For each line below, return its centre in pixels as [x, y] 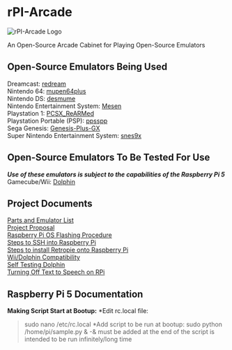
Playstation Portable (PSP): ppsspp [57, 121]
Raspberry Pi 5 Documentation [75, 294]
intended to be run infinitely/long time [78, 340]
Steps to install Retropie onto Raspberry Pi [68, 250]
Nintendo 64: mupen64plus [47, 91]
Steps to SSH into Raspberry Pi [52, 243]
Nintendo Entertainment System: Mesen [64, 106]
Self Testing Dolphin [36, 265]
